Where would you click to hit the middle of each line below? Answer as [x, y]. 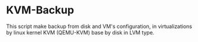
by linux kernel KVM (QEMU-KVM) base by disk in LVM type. [80, 32]
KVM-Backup [40, 10]
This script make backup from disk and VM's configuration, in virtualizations [99, 26]
